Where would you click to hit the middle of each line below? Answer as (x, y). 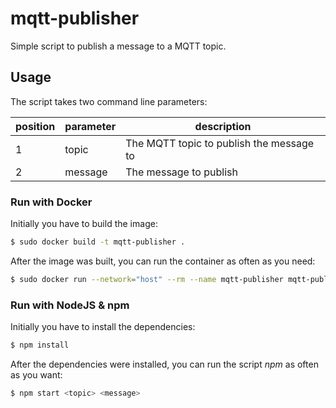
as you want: (36, 374)
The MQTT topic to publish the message (220, 143)
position (35, 126)
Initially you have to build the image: (84, 224)
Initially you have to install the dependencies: (103, 327)
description (223, 126)
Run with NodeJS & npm (70, 305)
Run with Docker (51, 202)
